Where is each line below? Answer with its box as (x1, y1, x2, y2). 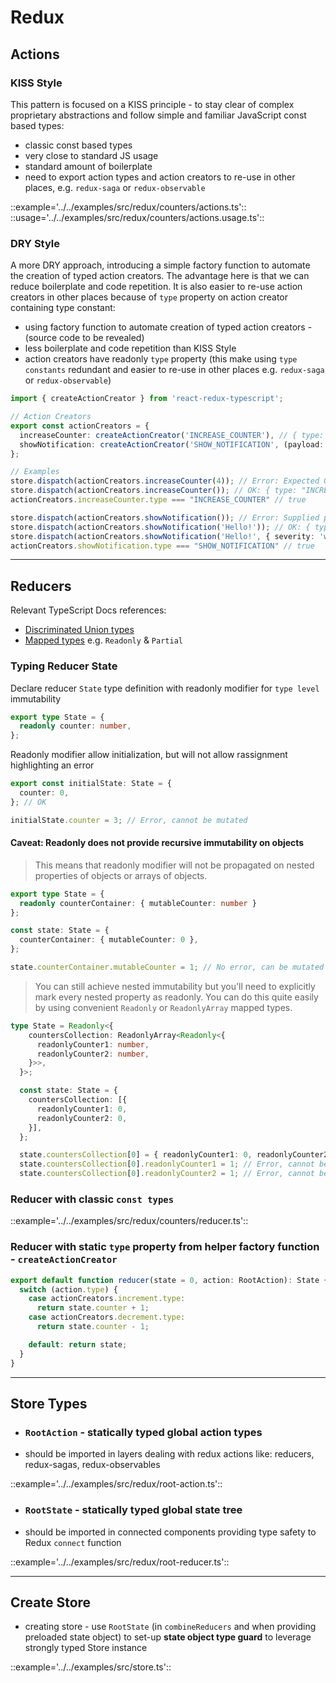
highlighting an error (10, 759, 95, 771)
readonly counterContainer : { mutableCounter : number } (19, 898, 257, 908)
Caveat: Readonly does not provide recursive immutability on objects (10, 837, 305, 849)
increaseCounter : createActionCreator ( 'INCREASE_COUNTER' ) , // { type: (19, 430, 325, 440)
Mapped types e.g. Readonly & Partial (24, 634, 183, 646)
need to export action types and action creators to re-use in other (24, 171, 296, 183)
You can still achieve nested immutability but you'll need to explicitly (34, 980, 316, 992)
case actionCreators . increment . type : (28, 1294, 186, 1304)
